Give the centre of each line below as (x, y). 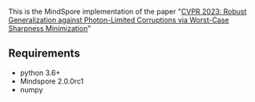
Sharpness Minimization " (50, 28)
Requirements (44, 54)
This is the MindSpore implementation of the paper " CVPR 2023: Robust (127, 12)
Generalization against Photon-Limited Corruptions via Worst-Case (119, 20)
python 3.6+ (40, 73)
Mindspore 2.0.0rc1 (52, 81)
